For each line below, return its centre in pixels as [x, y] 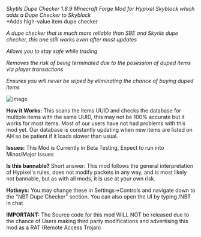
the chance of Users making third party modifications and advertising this [97, 221]
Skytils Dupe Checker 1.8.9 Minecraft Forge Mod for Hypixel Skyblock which [100, 9]
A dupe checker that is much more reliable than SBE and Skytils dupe [92, 33]
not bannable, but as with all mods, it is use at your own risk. [81, 179]
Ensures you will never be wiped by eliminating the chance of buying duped [100, 81]
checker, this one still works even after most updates [71, 39]
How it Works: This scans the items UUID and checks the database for [94, 110]
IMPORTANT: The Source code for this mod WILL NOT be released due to [98, 215]
